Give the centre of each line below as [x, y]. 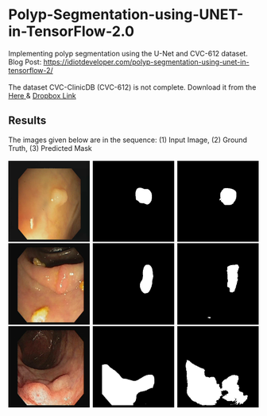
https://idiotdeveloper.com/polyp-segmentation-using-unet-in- [146, 62]
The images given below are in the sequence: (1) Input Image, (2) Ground [128, 140]
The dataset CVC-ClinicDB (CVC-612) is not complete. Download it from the [132, 87]
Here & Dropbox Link [43, 95]
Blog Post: [25, 62]
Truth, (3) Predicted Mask [50, 148]
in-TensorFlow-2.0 [72, 31]
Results [27, 121]
